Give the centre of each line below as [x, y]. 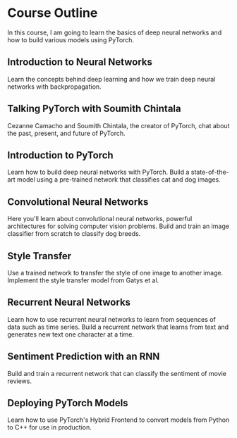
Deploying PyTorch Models [68, 403]
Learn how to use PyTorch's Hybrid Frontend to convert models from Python [119, 420]
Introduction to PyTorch [61, 155]
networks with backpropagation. [54, 87]
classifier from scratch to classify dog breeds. [74, 234]
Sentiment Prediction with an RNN [84, 357]
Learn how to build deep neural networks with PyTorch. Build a [98, 172]
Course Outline [53, 13]
